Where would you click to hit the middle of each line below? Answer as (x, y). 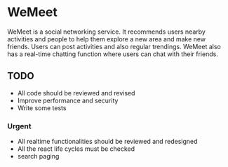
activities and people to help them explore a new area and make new (106, 39)
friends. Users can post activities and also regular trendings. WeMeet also (114, 46)
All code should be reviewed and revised (76, 93)
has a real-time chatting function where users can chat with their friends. (113, 54)
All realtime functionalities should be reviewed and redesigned (107, 142)
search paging (38, 156)
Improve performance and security (68, 100)
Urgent (19, 126)
